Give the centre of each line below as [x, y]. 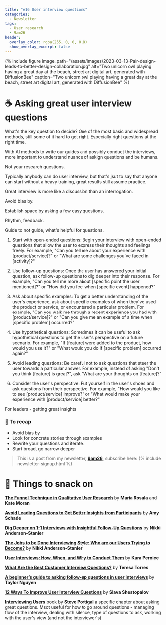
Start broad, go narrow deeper [43, 449]
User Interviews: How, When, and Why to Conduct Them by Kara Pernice [82, 558]
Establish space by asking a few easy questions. [55, 211]
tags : [11, 24]
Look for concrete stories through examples [57, 438]
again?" [20, 353]
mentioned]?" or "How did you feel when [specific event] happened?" [84, 286]
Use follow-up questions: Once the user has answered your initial [79, 271]
